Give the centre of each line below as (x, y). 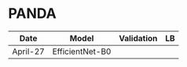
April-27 (28, 51)
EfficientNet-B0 (82, 51)
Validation (138, 38)
